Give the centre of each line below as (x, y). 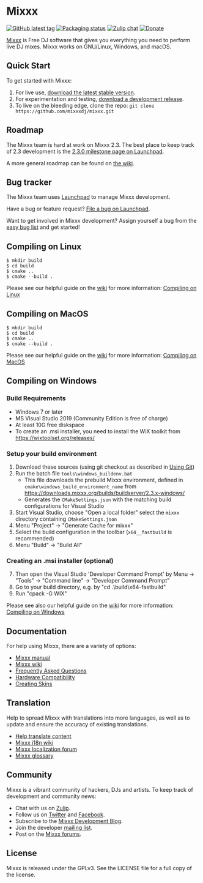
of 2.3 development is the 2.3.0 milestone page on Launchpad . (85, 151)
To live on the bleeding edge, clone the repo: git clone (85, 105)
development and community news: (51, 796)
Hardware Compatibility (45, 677)
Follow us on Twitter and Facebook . (60, 814)
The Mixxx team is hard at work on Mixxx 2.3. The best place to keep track (100, 144)
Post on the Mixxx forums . (48, 834)
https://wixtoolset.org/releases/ (55, 438)
